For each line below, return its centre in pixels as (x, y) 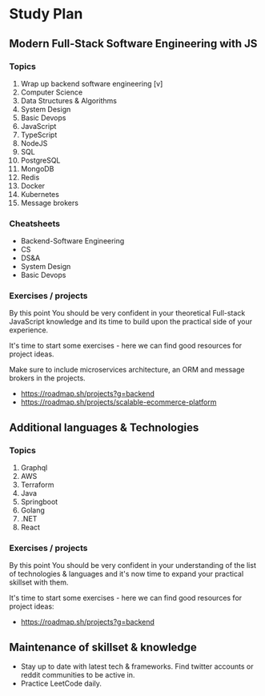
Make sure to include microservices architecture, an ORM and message (127, 370)
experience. (29, 330)
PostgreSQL (40, 160)
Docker (33, 186)
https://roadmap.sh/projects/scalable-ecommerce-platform (118, 402)
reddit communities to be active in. (78, 675)
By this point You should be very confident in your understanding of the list (133, 565)
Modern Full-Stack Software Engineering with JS (133, 44)
